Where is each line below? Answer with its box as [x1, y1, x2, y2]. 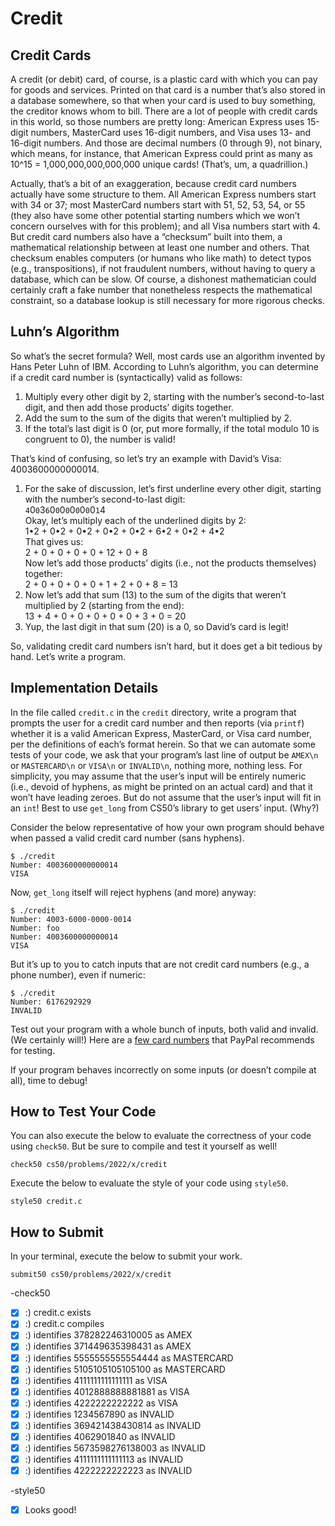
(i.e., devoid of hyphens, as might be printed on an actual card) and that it [10, 780, 313, 792]
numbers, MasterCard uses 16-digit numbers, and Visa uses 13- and [30, 127, 312, 138]
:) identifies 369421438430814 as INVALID [24, 1419, 202, 1431]
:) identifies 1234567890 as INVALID [24, 1408, 175, 1420]
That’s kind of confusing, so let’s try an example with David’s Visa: [10, 452, 282, 464]
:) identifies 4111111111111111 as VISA [24, 1374, 168, 1386]
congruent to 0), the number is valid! [24, 433, 176, 445]
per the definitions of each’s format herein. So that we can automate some [10, 738, 316, 750]
